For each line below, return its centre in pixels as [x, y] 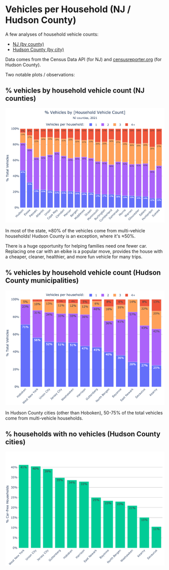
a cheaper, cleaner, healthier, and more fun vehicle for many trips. [74, 257]
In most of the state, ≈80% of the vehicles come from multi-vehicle [75, 230]
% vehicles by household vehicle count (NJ [75, 91]
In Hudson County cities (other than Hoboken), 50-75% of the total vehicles [84, 412]
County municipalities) [42, 281]
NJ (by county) [28, 44]
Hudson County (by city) [38, 49]
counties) [21, 98]
